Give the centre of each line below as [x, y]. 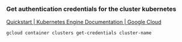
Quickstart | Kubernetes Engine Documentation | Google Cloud [84, 22]
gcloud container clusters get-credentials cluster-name [79, 33]
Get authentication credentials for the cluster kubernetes [91, 9]
